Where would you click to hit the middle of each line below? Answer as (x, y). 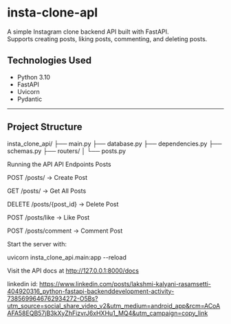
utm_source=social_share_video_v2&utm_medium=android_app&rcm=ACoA (114, 305)
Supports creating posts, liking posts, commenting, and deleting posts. (107, 38)
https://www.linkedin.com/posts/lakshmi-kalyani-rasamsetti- (125, 283)
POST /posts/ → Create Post (47, 177)
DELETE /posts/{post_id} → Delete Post (63, 204)
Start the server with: (37, 244)
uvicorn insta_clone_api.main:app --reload (67, 257)
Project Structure (45, 127)
